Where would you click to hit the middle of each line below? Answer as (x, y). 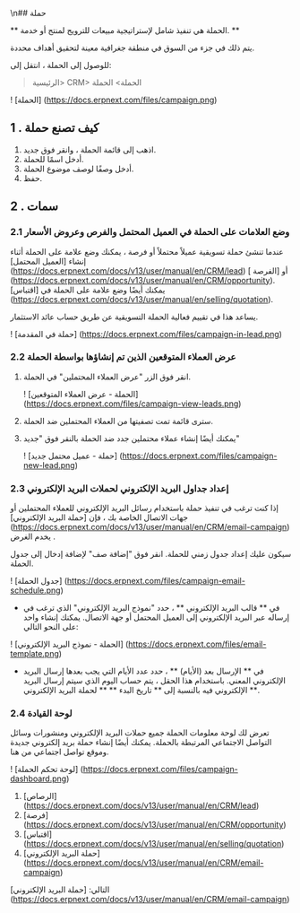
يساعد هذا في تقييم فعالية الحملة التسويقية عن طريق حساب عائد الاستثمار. (134, 317)
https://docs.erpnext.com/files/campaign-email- (156, 581)
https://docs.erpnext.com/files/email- (197, 644)
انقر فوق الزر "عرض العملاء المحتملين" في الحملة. (107, 377)
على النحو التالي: (51, 627)
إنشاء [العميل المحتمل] (48, 261)
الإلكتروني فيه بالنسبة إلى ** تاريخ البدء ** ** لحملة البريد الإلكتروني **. (141, 691)
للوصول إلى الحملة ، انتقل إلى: (61, 65)
